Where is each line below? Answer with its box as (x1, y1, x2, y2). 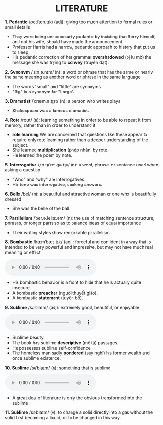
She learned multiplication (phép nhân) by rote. (12, 147, 109, 153)
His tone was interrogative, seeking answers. (12, 181, 103, 187)
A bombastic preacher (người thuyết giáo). (12, 290, 98, 296)
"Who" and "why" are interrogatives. (12, 176, 86, 182)
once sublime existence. (12, 355, 61, 361)
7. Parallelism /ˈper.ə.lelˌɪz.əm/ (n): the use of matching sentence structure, (5, 215, 155, 221)
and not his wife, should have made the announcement (12, 38, 123, 44)
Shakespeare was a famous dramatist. (12, 108, 89, 113)
